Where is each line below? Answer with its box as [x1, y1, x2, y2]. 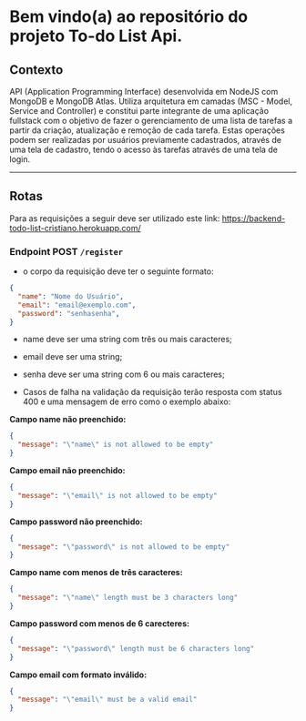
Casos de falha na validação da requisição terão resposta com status [22, 387, 282, 398]
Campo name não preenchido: [9, 414, 127, 425]
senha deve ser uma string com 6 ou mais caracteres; [22, 369, 225, 380]
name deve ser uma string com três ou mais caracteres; [22, 334, 232, 345]
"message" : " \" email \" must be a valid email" [17, 695, 198, 705]
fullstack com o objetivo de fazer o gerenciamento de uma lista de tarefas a [9, 116, 293, 126]
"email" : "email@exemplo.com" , [17, 300, 137, 310]
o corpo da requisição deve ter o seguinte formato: [22, 266, 214, 277]
